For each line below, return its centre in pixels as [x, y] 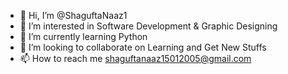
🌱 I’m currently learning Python [83, 36]
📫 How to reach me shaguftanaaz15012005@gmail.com [135, 58]
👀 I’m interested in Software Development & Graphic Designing [148, 26]
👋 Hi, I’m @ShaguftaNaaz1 [73, 15]
